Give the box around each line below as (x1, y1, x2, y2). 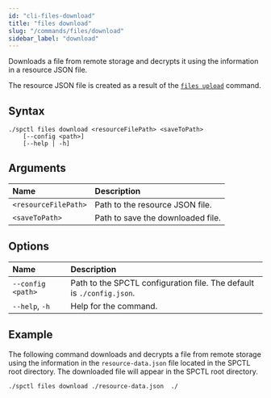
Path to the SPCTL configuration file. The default (70, 277, 254, 288)
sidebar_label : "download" (8, 34, 99, 43)
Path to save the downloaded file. (94, 212, 222, 223)
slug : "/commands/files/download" (8, 27, 125, 35)
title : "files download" (8, 19, 92, 27)
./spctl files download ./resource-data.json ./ (8, 382, 179, 390)
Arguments (8, 161, 67, 175)
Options (8, 240, 50, 253)
